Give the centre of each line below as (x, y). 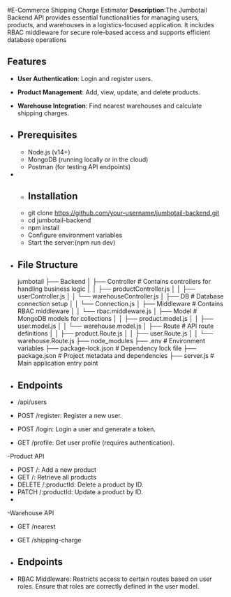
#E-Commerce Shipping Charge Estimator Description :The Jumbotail (107, 10)
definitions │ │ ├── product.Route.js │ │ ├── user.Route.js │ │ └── (115, 333)
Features (27, 62)
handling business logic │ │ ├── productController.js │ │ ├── (106, 289)
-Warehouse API (31, 513)
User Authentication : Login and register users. (85, 78)
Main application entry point (58, 364)
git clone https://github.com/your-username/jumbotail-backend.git (124, 213)
